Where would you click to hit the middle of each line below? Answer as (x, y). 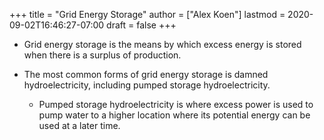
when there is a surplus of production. (102, 55)
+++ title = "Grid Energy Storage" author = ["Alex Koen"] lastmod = (147, 14)
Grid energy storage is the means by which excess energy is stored (162, 44)
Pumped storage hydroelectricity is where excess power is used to (176, 104)
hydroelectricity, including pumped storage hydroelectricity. (147, 85)
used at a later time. (79, 125)
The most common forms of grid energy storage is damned (146, 74)
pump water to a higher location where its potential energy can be (174, 115)
